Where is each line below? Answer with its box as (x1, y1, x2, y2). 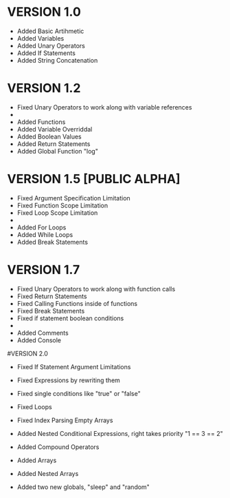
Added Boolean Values (16, 132, 82, 141)
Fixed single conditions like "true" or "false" (16, 389, 141, 397)
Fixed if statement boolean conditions (16, 314, 124, 322)
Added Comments (16, 329, 69, 337)
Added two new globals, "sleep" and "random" (16, 483, 150, 491)
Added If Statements (16, 49, 76, 57)
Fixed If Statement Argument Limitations (16, 362, 131, 371)
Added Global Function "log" (16, 147, 98, 155)
